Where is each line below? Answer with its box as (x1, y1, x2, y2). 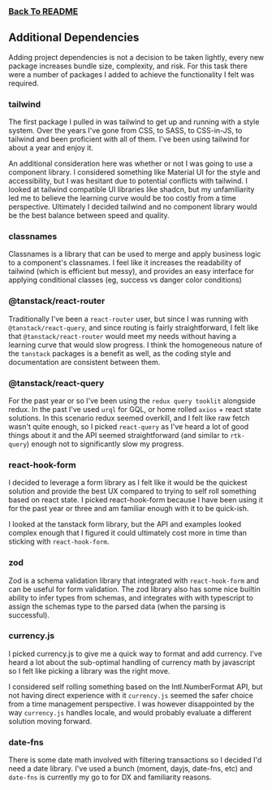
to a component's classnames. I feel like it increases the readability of (8, 258, 242, 267)
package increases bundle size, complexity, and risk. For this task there (8, 61, 248, 71)
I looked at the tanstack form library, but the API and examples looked (8, 519, 242, 529)
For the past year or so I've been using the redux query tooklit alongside (8, 396, 256, 406)
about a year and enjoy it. (8, 143, 93, 153)
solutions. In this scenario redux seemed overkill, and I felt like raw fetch (8, 413, 250, 423)
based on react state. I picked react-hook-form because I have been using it (8, 495, 264, 505)
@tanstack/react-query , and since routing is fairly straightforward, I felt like (8, 323, 259, 332)
